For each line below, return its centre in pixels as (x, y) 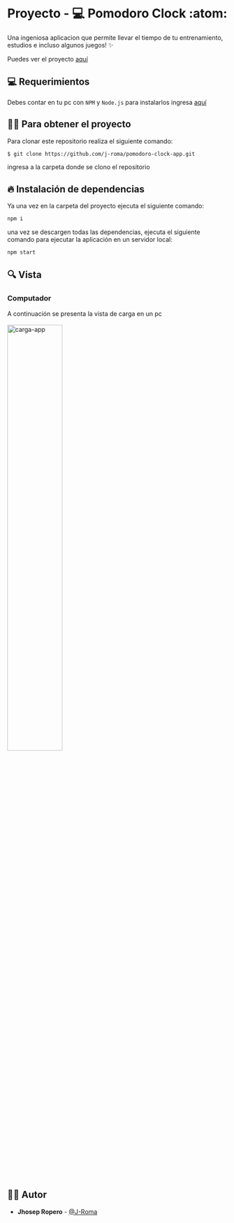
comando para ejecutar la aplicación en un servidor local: (90, 240)
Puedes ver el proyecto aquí (48, 59)
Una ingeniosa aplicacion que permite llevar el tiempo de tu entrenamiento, (115, 37)
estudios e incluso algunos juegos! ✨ (60, 45)
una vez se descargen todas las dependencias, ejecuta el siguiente (104, 232)
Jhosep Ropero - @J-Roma (57, 1211)
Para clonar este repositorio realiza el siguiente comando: (90, 141)
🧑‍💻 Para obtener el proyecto (69, 124)
